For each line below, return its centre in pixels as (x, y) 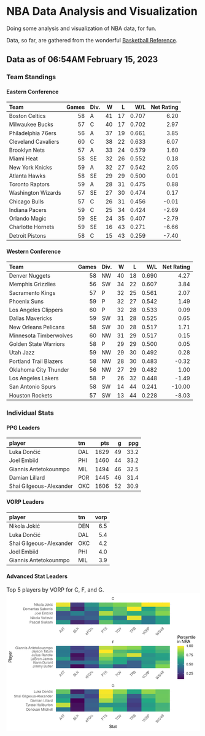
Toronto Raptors (29, 184)
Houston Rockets (30, 395)
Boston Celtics (27, 116)
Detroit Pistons (28, 235)
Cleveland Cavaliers (34, 141)
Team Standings (31, 77)
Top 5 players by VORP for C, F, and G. (55, 590)
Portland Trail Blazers (36, 361)
